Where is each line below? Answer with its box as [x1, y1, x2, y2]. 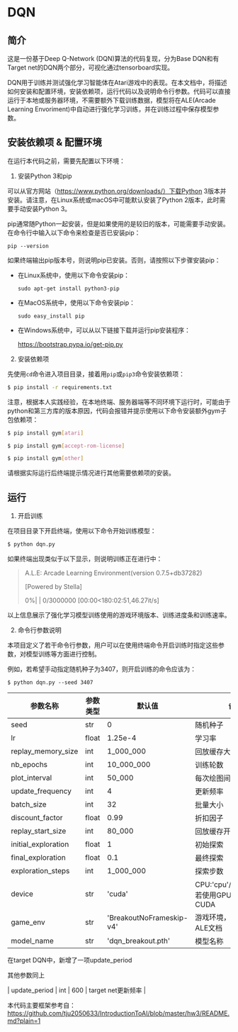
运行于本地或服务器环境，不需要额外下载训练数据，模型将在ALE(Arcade [7, 96, 216, 104]
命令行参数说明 [17, 626, 62, 634]
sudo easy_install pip [17, 313, 85, 320]
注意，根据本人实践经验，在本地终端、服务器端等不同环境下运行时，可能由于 [7, 398, 231, 406]
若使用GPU [194, 890, 232, 900]
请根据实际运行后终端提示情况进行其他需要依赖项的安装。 [7, 469, 175, 477]
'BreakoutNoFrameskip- [107, 913, 188, 922]
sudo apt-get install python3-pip [17, 285, 120, 292]
